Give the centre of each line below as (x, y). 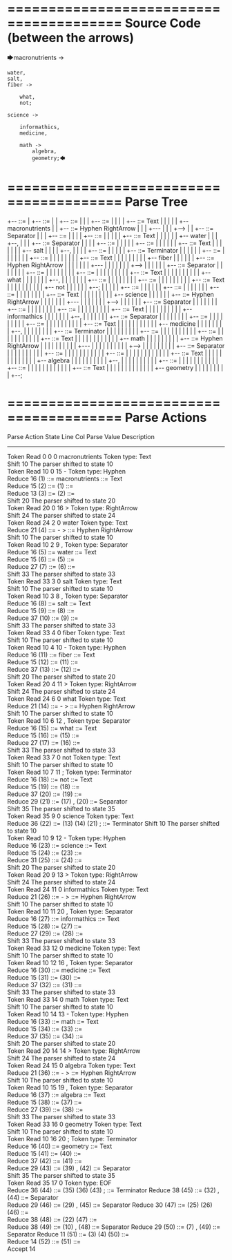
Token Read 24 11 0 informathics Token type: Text (78, 889)
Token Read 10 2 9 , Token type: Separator (68, 544)
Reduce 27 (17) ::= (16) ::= (44, 742)
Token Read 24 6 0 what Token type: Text (67, 699)
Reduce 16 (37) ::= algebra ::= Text (56, 1094)
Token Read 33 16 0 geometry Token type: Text (75, 1124)
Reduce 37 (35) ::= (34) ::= (45, 1036)
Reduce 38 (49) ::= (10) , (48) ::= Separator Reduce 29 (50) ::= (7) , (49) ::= (114, 1227)
